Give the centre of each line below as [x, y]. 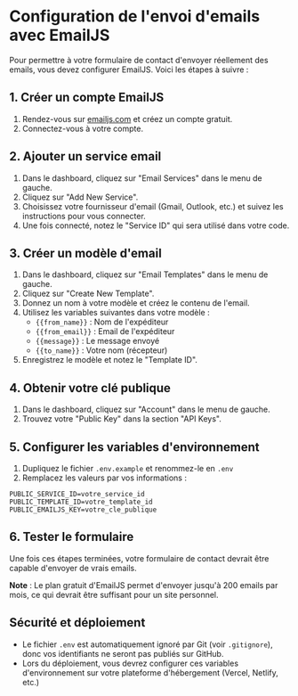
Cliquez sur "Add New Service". [80, 197]
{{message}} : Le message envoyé [97, 341]
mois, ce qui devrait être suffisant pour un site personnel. [114, 594]
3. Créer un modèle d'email [85, 253]
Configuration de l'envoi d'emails [135, 16]
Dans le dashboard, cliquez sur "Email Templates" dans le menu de [145, 274]
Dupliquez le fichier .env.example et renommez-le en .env [128, 468]
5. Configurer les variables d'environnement [134, 447]
